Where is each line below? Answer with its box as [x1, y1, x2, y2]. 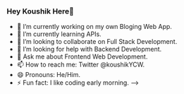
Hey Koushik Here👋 [6, 6, 75, 16]
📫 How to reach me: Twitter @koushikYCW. [16, 60, 145, 69]
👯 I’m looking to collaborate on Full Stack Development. [16, 37, 178, 46]
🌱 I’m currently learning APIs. [16, 30, 102, 38]
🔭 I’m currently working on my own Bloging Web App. [16, 23, 172, 31]
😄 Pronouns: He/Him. [16, 71, 80, 79]
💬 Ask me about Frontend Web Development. [16, 52, 148, 61]
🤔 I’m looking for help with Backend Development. [16, 45, 162, 54]
